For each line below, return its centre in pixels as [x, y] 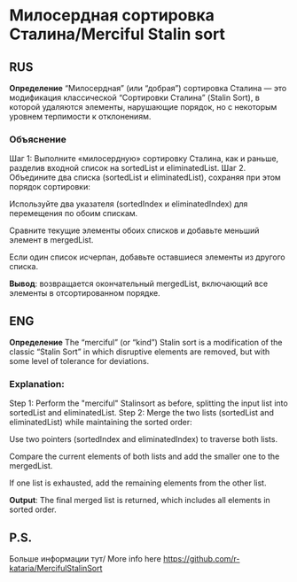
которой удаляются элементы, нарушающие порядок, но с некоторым [143, 107]
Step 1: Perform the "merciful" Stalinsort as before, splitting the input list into [148, 403]
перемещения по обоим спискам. [74, 213]
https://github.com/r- [201, 559]
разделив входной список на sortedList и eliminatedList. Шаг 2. [128, 168]
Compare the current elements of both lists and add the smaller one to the [145, 456]
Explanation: [37, 384]
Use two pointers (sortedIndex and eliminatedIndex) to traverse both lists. [143, 439]
